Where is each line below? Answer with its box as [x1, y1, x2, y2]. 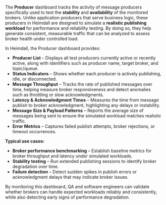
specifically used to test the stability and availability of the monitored [5, 9, 148, 15]
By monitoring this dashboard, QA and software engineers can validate [5, 184, 150, 190]
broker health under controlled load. [5, 36, 79, 42]
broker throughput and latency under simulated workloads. [12, 153, 133, 159]
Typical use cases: [5, 138, 45, 144]
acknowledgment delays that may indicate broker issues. [12, 174, 129, 180]
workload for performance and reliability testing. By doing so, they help [5, 25, 152, 31]
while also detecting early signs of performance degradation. [5, 194, 130, 200]
